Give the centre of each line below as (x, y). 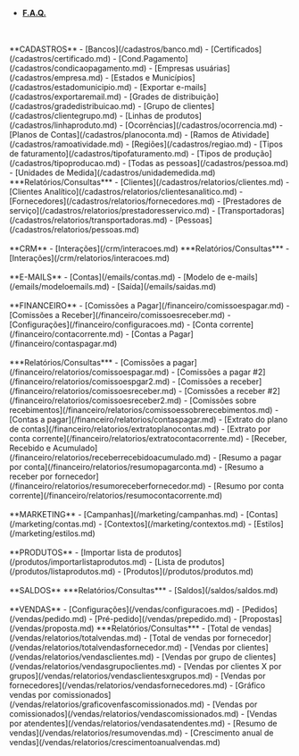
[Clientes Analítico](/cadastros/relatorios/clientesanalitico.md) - (126, 192)
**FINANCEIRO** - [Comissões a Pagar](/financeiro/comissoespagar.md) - (149, 306)
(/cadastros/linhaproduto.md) (63, 125)
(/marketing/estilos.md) (52, 533)
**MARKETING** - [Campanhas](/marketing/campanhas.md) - (127, 514)
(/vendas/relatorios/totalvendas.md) (75, 638)
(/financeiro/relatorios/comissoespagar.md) (89, 372)
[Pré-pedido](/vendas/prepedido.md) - (166, 619)
